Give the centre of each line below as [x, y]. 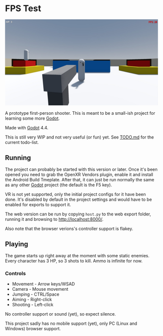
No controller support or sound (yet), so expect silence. [61, 314]
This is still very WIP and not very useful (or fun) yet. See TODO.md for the [80, 137]
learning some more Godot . [32, 118]
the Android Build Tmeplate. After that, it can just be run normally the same [80, 180]
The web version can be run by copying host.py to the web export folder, [78, 214]
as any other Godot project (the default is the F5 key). [59, 185]
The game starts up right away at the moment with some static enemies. [77, 256]
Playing [16, 244]
